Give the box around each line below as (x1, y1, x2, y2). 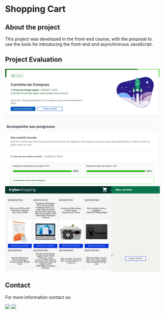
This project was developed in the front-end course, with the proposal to (5, 36, 152, 42)
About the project (5, 23, 60, 31)
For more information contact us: (5, 294, 72, 300)
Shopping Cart (5, 3, 66, 15)
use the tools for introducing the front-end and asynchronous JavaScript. (5, 41, 153, 47)
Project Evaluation (5, 56, 62, 64)
